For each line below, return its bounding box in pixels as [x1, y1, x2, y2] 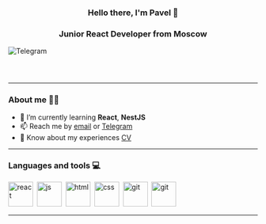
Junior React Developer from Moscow [59, 28, 207, 39]
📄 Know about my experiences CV [19, 132, 132, 142]
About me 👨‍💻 [8, 94, 59, 105]
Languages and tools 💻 [8, 160, 101, 171]
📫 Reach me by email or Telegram [19, 121, 133, 131]
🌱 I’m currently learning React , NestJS [19, 112, 146, 122]
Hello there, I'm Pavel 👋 [87, 7, 179, 18]
